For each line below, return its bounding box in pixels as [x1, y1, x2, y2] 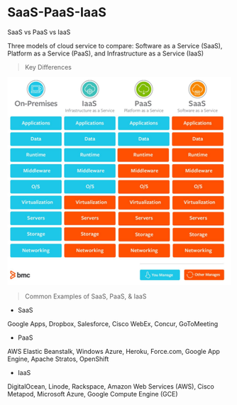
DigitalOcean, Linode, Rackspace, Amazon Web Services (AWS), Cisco [7, 382, 215, 391]
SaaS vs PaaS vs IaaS [7, 28, 71, 36]
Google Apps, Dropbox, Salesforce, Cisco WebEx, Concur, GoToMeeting [7, 319, 219, 328]
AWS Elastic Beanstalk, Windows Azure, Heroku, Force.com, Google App [7, 347, 220, 355]
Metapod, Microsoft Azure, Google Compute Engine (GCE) [7, 389, 179, 398]
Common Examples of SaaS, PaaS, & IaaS [24, 292, 147, 301]
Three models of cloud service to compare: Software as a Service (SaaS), [7, 41, 223, 50]
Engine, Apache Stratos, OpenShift [7, 355, 109, 363]
